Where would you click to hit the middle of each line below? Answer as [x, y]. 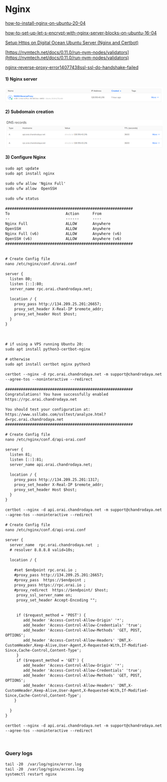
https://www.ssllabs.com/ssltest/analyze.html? [56, 415]
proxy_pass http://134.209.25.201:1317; [57, 480]
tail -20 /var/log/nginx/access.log [44, 769]
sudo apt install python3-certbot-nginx [48, 349]
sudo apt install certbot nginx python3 [48, 364]
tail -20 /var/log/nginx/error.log [43, 764]
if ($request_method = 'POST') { [51, 615]
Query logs [19, 753]
